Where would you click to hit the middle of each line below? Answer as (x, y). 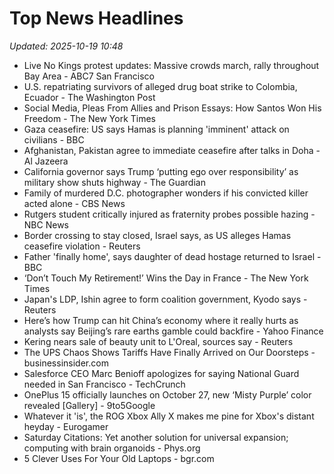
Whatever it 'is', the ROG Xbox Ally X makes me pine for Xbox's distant (169, 416)
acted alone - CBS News (74, 203)
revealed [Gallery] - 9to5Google (89, 405)
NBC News (46, 224)
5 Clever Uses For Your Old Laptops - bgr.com (119, 458)
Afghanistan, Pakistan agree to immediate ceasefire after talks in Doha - (172, 150)
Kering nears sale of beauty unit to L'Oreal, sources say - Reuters (158, 341)
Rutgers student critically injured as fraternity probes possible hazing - (169, 214)
